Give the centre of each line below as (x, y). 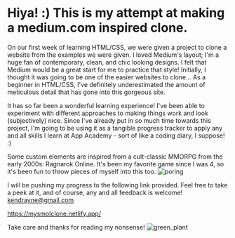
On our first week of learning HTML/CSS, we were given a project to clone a (117, 47)
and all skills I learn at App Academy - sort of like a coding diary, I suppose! (116, 135)
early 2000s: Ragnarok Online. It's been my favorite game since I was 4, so (116, 164)
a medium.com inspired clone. (98, 28)
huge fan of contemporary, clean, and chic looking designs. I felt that (107, 62)
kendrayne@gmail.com (41, 200)
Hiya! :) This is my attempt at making (116, 13)
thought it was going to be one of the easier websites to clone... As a (107, 77)
